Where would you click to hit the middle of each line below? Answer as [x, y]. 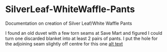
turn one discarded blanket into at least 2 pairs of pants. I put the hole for [81, 38]
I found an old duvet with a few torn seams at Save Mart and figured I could [84, 33]
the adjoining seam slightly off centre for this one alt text [64, 43]
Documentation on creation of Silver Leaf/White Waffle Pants [69, 23]
